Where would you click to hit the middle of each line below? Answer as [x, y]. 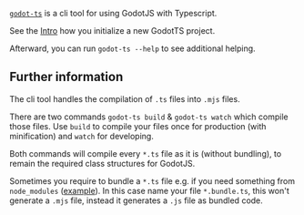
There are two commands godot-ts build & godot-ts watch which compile [149, 117]
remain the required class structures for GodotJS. [102, 163]
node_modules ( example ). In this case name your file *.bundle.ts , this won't [149, 190]
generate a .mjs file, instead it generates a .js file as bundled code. [137, 200]
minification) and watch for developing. [82, 136]
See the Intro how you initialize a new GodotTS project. [112, 31]
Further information [66, 77]
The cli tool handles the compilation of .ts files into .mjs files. [125, 98]
